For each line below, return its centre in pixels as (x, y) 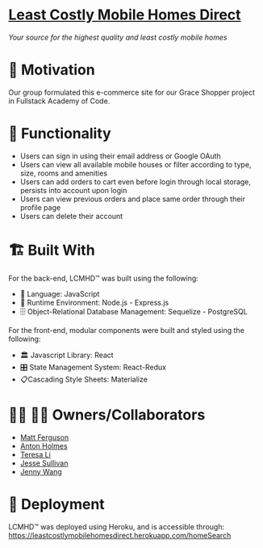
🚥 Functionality (60, 134)
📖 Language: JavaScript (60, 293)
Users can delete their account (71, 216)
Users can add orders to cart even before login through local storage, (136, 181)
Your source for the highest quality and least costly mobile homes (118, 37)
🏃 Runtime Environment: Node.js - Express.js (94, 302)
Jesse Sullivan (44, 463)
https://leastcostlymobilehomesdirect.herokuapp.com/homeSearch (120, 535)
